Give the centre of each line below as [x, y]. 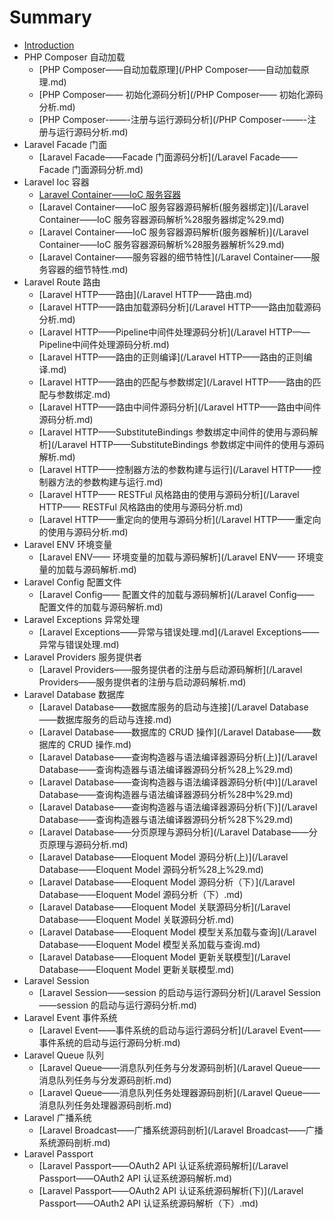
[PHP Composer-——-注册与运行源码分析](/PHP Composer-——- [173, 119]
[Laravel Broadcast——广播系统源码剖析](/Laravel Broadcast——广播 [181, 1130]
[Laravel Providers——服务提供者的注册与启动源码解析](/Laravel [170, 669]
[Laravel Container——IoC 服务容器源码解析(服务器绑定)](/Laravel [173, 207]
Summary [50, 17]
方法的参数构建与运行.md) [110, 482]
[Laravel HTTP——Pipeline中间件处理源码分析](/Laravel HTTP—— [174, 332]
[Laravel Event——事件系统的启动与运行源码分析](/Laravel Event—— [179, 1030]
